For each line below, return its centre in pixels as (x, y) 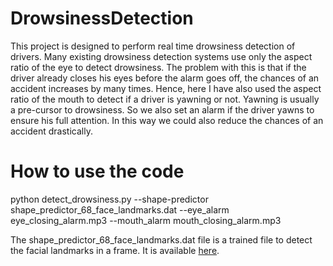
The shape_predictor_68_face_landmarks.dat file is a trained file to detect (161, 239)
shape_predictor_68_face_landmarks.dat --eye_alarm (120, 209)
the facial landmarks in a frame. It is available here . (115, 250)
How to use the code (97, 171)
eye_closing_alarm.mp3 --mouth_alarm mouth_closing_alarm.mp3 (146, 220)
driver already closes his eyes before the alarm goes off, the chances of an (165, 78)
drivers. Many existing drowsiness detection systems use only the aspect (161, 56)
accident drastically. (51, 131)
